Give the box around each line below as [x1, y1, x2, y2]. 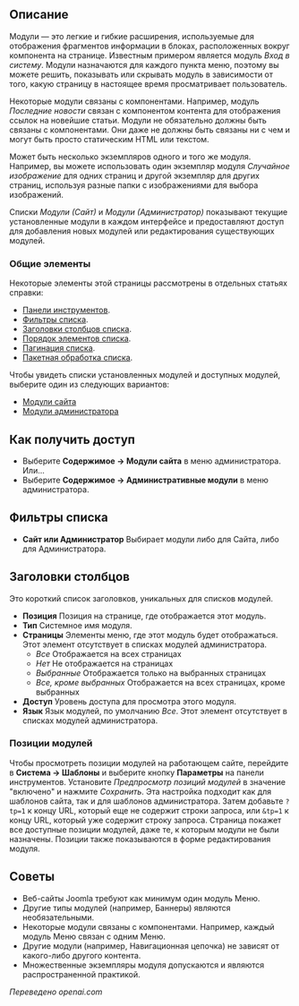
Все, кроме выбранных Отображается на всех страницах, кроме [35, 677, 286, 687]
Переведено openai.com [9, 986, 103, 997]
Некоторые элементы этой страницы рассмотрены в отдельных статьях [9, 277, 288, 289]
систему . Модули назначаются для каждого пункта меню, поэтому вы [9, 59, 279, 70]
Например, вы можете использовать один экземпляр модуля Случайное [9, 160, 291, 171]
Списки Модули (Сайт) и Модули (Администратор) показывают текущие [9, 206, 288, 217]
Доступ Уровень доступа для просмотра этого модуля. [21, 695, 237, 706]
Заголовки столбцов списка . [21, 324, 132, 335]
